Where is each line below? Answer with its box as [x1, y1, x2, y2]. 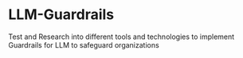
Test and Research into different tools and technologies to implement [8, 32, 235, 41]
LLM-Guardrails [8, 6, 115, 24]
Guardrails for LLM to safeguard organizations [8, 40, 159, 49]
